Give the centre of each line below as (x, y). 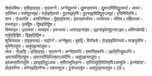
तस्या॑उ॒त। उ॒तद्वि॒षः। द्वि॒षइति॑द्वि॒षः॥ (30, 24)
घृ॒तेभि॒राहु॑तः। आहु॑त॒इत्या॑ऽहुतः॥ (28, 46)
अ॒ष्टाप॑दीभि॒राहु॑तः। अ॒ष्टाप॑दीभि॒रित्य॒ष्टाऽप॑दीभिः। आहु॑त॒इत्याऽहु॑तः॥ (53, 57)
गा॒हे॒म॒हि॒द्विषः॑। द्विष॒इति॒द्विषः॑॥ (25, 35)
